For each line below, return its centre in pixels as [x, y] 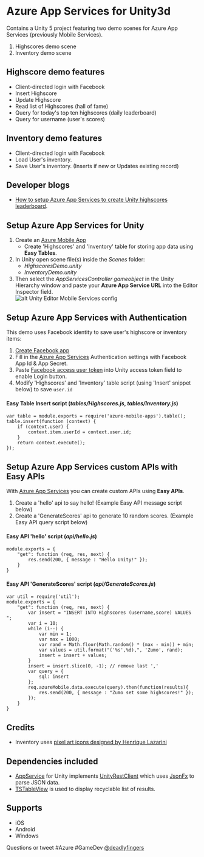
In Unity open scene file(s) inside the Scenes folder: [80, 260]
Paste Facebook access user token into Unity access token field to [98, 370]
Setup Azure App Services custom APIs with [92, 467]
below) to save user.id [44, 389]
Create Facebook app [42, 350]
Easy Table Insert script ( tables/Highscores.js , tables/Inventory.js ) [92, 403]
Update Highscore [38, 99]
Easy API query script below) [51, 522]
